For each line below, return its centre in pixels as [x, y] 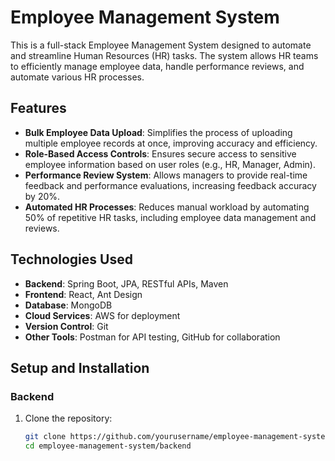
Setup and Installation [80, 367]
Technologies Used [71, 259]
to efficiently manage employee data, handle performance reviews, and [157, 66]
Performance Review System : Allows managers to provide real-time [166, 175]
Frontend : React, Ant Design [83, 294]
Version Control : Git [66, 326]
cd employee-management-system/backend [108, 446]
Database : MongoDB [68, 305]
